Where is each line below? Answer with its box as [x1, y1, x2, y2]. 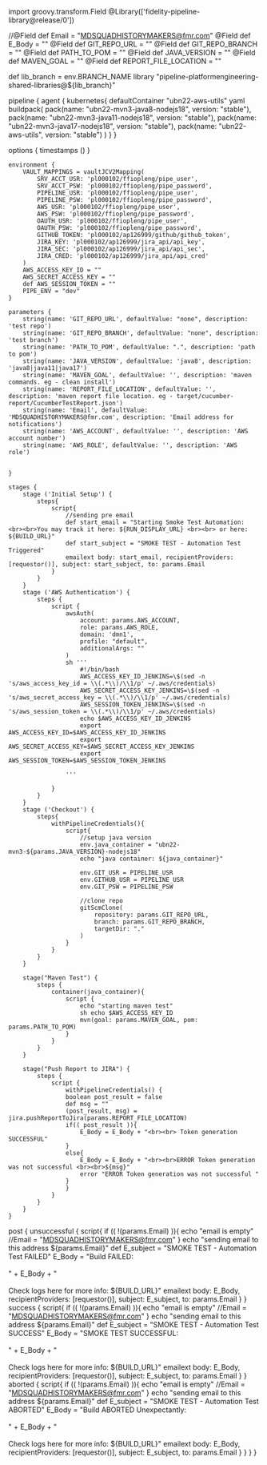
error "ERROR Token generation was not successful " [79, 1170, 260, 1178]
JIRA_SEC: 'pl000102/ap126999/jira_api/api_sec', [37, 245, 205, 253]
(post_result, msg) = [65, 1107, 137, 1115]
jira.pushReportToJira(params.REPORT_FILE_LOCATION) [8, 1114, 188, 1122]
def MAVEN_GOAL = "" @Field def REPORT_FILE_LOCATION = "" [8, 56, 222, 66]
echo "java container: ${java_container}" [79, 855, 224, 863]
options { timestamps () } [8, 146, 90, 155]
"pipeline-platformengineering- [155, 72, 259, 81]
